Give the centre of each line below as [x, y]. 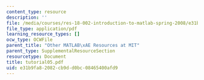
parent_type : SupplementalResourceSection [61, 51]
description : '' [27, 17]
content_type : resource [36, 12]
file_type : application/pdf [42, 29]
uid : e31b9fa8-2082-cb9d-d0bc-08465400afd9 [62, 68]
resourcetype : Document [36, 57]
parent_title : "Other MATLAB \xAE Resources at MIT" [73, 46]
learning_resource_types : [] [43, 34]
